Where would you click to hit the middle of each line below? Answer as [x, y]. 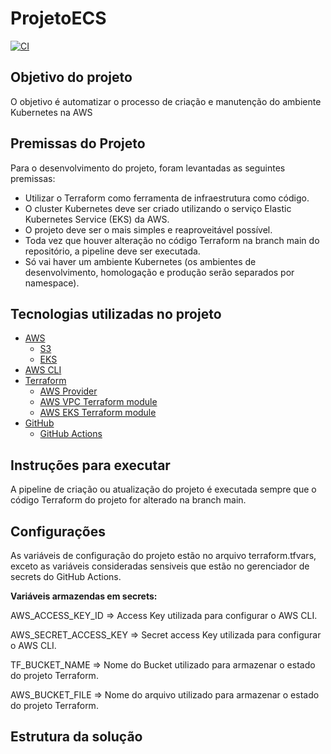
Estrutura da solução [76, 737]
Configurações [58, 531]
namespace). [52, 283]
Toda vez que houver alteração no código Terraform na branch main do [172, 240]
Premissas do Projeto [78, 143]
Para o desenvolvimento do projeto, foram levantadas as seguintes [148, 168]
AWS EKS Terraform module [98, 413]
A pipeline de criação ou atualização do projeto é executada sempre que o [163, 489]
